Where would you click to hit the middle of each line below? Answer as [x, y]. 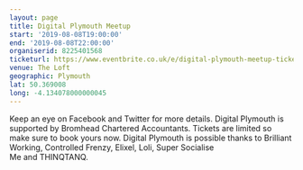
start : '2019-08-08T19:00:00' [66, 34]
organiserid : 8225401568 [56, 51]
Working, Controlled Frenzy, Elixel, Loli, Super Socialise [112, 147]
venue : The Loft [40, 68]
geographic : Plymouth [50, 76]
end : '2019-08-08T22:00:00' [62, 43]
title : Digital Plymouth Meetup [70, 26]
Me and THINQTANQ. [49, 157]
